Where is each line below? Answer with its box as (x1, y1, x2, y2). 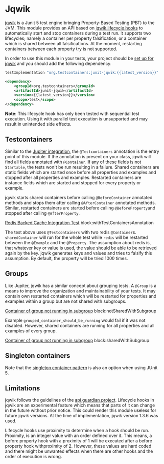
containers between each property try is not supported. (5, 46, 117, 52)
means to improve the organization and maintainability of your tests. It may (5, 288, 156, 293)
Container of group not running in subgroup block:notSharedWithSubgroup (5, 308, 157, 314)
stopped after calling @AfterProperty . (5, 210, 80, 216)
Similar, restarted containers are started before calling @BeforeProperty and (5, 205, 156, 211)
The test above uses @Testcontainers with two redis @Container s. (5, 229, 137, 235)
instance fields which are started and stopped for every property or (5, 179, 141, 185)
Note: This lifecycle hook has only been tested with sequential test (5, 111, 140, 116)
